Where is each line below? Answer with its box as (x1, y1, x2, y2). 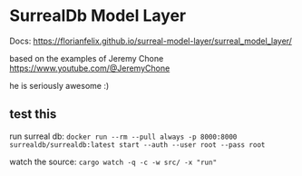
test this (9, 106, 57, 122)
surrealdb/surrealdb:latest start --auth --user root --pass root (9, 140, 266, 150)
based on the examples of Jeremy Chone (9, 53, 164, 64)
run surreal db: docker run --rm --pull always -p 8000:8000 (9, 131, 238, 142)
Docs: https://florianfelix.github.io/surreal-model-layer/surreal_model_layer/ (9, 35, 293, 46)
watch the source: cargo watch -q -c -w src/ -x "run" (9, 156, 218, 167)
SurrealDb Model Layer (9, 5, 187, 26)
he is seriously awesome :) (9, 80, 110, 91)
